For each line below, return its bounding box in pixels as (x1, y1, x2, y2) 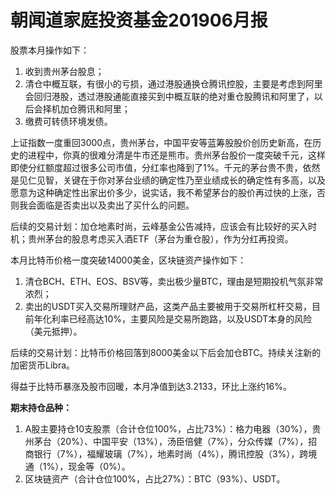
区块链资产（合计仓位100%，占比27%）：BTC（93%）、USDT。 (24, 472, 286, 485)
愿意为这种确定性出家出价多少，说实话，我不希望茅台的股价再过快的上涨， (10, 186, 317, 198)
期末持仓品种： (10, 401, 72, 413)
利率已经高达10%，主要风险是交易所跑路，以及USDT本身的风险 (51, 312, 313, 325)
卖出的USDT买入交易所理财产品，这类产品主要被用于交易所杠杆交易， (24, 300, 312, 312)
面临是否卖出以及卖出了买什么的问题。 (36, 199, 195, 211)
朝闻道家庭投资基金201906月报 (10, 9, 268, 32)
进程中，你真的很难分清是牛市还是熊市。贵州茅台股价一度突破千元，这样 (27, 149, 326, 161)
